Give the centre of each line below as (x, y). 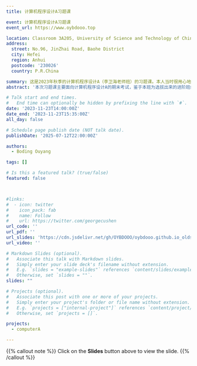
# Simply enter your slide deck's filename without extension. (87, 264)
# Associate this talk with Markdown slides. (65, 259)
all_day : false (25, 119)
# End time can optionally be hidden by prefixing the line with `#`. (97, 103)
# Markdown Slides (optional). (44, 253)
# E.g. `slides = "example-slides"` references (68, 270)
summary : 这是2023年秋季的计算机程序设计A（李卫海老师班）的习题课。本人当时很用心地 (99, 82)
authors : (17, 146)
